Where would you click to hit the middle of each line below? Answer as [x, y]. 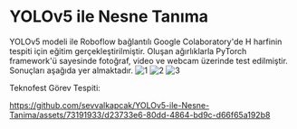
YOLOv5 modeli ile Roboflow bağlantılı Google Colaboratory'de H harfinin [146, 41]
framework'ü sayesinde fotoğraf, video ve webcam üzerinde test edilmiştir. [148, 60]
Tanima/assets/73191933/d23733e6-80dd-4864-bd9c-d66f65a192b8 [140, 115]
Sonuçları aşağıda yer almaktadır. [72, 70]
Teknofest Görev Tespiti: [55, 88]
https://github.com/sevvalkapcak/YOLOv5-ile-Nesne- [110, 105]
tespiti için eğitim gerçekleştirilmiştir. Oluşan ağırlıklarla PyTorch [128, 51]
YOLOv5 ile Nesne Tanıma [109, 17]
